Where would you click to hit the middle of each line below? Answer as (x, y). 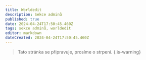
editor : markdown (23, 33)
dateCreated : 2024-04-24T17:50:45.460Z (47, 38)
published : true (22, 19)
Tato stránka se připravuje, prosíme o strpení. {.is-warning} (79, 52)
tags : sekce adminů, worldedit (38, 28)
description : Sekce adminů (34, 14)
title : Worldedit (23, 10)
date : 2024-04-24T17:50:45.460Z (39, 24)
